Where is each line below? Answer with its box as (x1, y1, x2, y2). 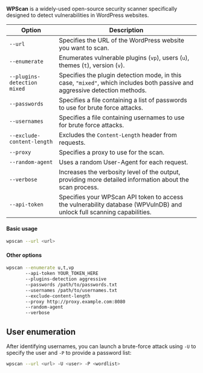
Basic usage (6, 225, 38, 232)
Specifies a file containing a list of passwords (59, 96, 187, 104)
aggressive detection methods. (59, 86, 147, 94)
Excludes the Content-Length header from (59, 131, 177, 139)
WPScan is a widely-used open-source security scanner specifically (6, 5, 177, 12)
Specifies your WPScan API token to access (59, 193, 184, 201)
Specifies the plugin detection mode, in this (59, 71, 182, 79)
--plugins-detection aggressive (25, 276, 107, 282)
